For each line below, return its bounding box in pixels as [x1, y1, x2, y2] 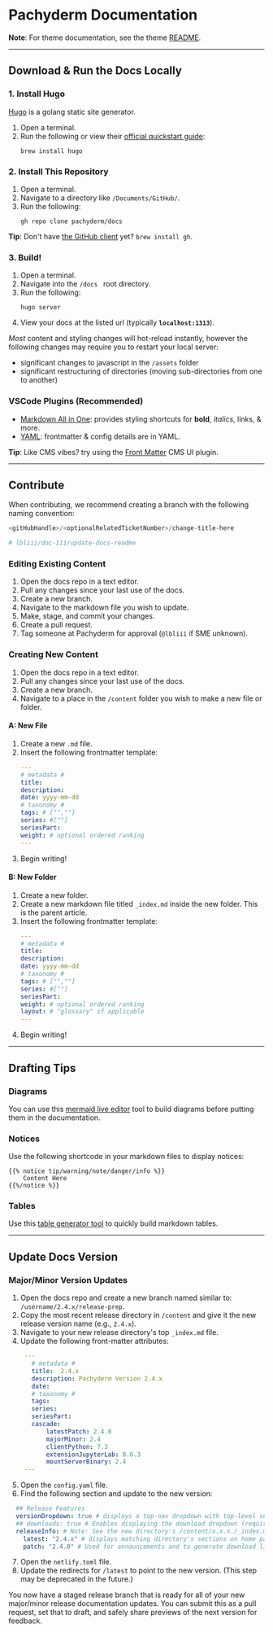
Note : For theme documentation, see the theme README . [8, 33, 201, 42]
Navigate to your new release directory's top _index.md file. [19, 1328, 219, 1337]
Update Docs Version [8, 1249, 119, 1263]
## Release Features [15, 1504, 85, 1513]
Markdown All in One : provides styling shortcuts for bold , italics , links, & [19, 413, 262, 424]
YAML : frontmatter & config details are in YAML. [19, 431, 180, 441]
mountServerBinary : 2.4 [45, 1458, 127, 1466]
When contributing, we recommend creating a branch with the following [8, 500, 249, 510]
